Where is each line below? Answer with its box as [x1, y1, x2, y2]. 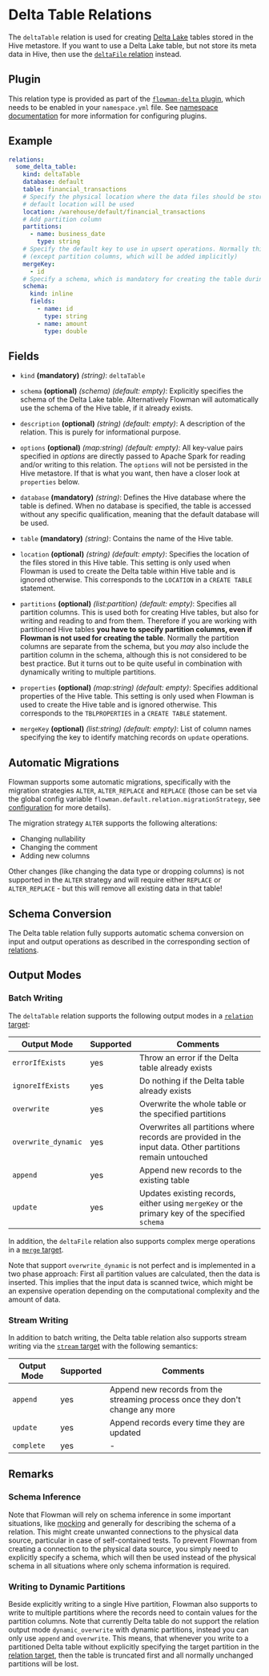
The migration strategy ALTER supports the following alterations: [8, 818, 218, 828]
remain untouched [139, 1151, 208, 1162]
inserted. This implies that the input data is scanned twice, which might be [8, 1277, 254, 1287]
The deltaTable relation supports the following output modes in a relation [8, 1010, 254, 1021]
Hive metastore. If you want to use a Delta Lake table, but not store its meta [8, 40, 257, 50]
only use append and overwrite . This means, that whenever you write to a [8, 1633, 249, 1643]
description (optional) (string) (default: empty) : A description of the [19, 419, 246, 429]
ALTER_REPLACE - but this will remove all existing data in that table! [8, 883, 223, 893]
